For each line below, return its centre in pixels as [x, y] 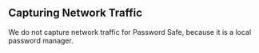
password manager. [41, 40]
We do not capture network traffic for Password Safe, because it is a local [130, 32]
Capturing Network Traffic [75, 13]
